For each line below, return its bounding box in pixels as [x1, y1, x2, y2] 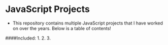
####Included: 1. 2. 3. [5, 35, 51, 41]
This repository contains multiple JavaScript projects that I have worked [12, 20, 163, 26]
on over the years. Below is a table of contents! [12, 25, 112, 31]
